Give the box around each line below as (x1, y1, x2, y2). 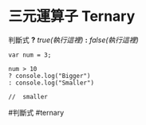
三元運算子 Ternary (8, 7, 136, 25)
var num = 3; (8, 51, 52, 59)
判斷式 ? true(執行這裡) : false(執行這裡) (8, 35, 140, 45)
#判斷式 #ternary (8, 107, 65, 117)
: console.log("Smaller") (8, 79, 94, 87)
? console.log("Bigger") (8, 72, 91, 80)
